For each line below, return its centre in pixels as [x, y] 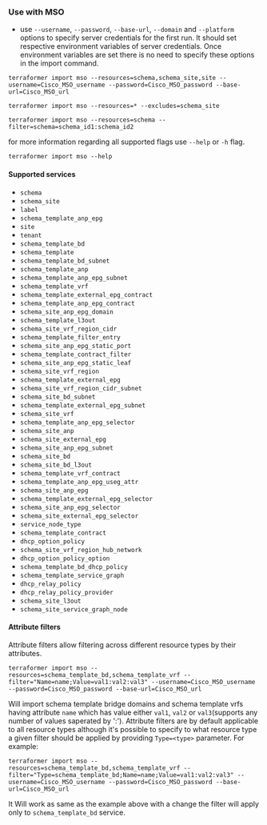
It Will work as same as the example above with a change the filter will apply [134, 803]
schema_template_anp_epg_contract [77, 303]
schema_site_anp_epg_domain [66, 312]
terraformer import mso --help [60, 157]
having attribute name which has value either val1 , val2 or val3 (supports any [133, 712]
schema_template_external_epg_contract [86, 294]
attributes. [25, 653]
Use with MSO [36, 12]
